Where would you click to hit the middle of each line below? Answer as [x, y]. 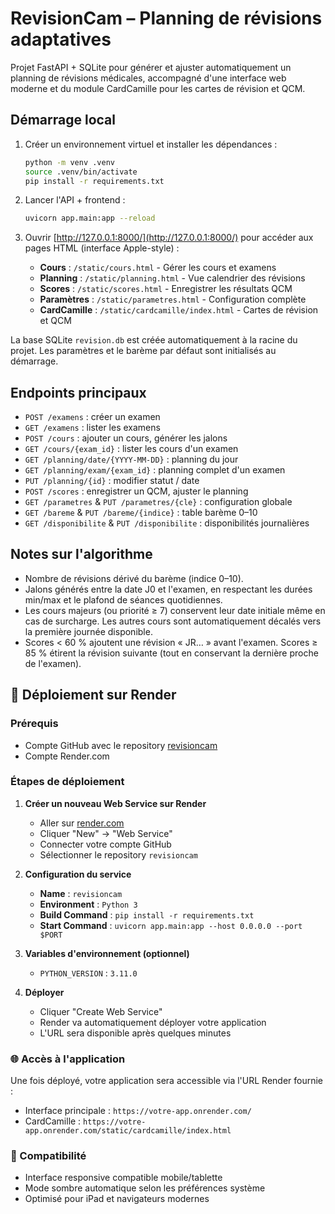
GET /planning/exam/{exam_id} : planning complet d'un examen [155, 470]
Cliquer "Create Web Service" [101, 1011]
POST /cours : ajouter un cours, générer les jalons [126, 438]
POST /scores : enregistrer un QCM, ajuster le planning [136, 491]
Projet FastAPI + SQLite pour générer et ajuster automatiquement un [151, 67]
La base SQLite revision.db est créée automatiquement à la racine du [154, 340]
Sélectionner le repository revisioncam [118, 854]
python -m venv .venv [69, 162]
